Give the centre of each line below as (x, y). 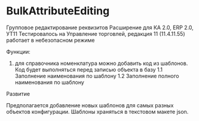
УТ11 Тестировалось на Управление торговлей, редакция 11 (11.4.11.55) (96, 33)
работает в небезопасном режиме (50, 40)
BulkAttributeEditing (58, 11)
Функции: (19, 51)
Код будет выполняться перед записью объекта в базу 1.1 (89, 69)
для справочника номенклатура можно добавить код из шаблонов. (101, 63)
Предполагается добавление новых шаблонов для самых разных (90, 105)
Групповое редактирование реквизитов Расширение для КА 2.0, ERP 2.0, (100, 27)
